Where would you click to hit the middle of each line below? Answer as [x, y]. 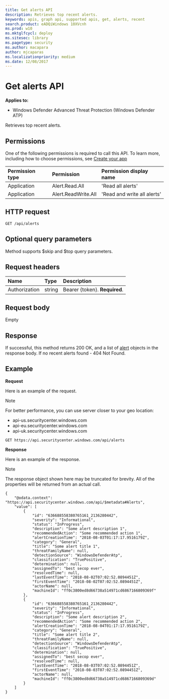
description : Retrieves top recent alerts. [52, 15]
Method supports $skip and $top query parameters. [59, 251]
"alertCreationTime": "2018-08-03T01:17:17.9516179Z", [91, 538]
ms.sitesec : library [27, 38]
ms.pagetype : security [29, 43]
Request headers [33, 267]
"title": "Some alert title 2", [66, 634]
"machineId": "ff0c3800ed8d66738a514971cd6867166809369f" [94, 591]
